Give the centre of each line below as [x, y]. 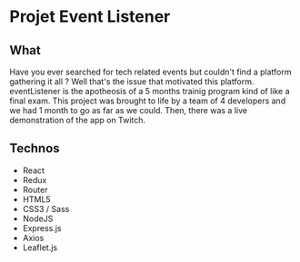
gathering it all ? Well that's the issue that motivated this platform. [132, 82]
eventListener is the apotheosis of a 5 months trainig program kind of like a [150, 91]
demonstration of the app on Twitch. [78, 120]
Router [35, 189]
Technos [35, 148]
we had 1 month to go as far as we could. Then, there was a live [129, 110]
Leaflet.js [40, 247]
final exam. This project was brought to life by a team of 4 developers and [148, 101]
